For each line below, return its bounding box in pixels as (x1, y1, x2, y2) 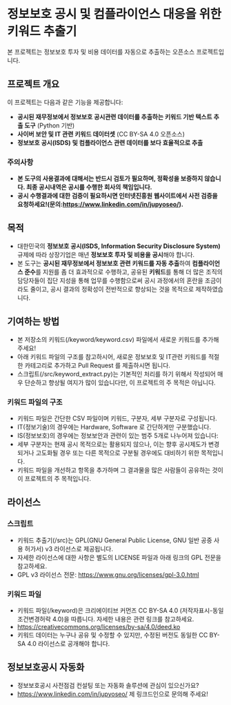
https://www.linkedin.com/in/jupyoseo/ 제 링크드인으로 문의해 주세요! (17, 690, 209, 698)
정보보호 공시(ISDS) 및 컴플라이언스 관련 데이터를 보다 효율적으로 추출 (17, 139, 203, 147)
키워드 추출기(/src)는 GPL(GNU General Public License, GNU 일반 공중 (17, 535, 212, 544)
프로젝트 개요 (7, 79, 60, 90)
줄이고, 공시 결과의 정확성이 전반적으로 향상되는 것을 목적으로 (30, 285, 194, 293)
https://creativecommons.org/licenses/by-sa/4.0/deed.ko (17, 622, 181, 631)
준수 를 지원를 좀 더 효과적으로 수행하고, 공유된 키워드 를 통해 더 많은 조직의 (23, 267, 223, 276)
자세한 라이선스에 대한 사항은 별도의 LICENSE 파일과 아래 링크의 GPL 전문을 (17, 553, 222, 562)
